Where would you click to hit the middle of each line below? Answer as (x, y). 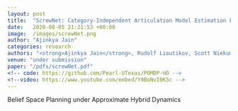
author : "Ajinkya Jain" (42, 40)
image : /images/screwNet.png (52, 34)
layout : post (27, 14)
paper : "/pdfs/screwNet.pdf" (50, 66)
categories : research (39, 47)
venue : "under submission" (47, 60)
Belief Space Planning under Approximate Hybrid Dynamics (94, 100)
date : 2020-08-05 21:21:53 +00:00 (61, 27)
